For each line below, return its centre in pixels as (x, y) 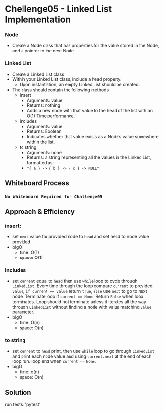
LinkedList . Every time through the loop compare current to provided (82, 286)
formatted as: (40, 162)
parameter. (23, 312)
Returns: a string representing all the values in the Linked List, (89, 157)
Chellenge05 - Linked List (58, 9)
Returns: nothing (44, 105)
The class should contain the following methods (60, 90)
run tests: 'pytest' (23, 404)
